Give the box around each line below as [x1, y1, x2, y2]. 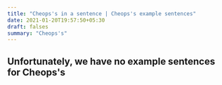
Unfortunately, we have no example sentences [7, 55, 216, 67]
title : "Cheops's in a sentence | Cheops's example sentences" [7, 10, 197, 17]
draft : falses [7, 23, 49, 30]
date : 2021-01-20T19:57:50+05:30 [7, 17, 105, 24]
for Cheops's [7, 66, 65, 78]
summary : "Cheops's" [7, 29, 68, 37]
